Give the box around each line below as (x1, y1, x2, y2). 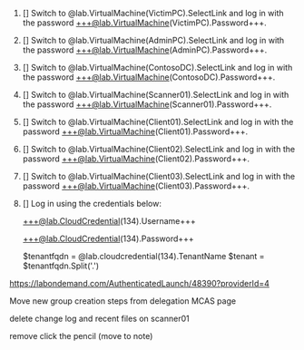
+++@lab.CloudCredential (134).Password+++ (22, 233, 195, 244)
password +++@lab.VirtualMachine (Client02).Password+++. (22, 153, 250, 164)
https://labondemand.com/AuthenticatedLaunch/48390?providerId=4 (9, 278, 270, 288)
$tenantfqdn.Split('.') (22, 260, 100, 271)
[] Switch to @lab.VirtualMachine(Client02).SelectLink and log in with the (22, 144, 296, 154)
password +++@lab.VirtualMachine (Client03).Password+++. (22, 180, 250, 191)
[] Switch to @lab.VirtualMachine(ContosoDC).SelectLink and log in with (22, 63, 293, 73)
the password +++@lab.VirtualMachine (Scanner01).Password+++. (22, 99, 272, 110)
